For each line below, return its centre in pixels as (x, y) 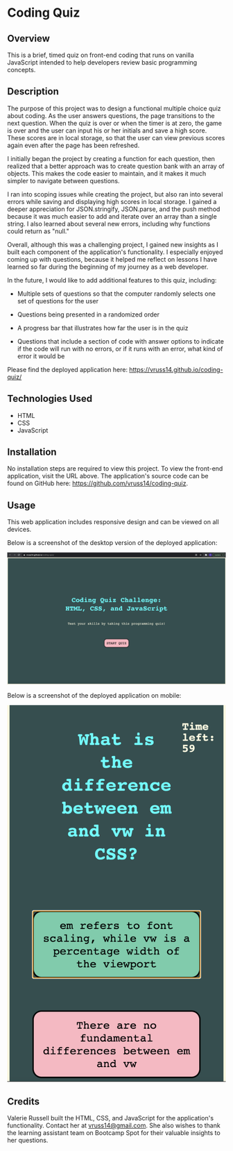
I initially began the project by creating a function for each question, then (111, 158)
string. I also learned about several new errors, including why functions (109, 224)
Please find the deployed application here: (68, 369)
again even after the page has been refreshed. (74, 145)
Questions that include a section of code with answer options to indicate (120, 341)
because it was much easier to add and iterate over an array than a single (112, 216)
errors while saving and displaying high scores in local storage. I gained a (112, 201)
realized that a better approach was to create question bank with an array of (116, 166)
